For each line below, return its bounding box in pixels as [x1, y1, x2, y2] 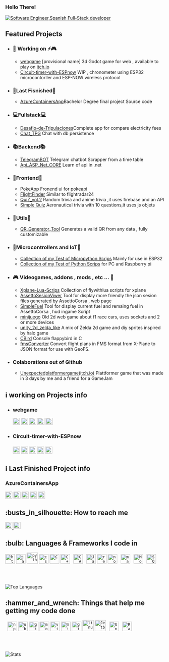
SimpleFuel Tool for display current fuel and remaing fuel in [20, 303, 143, 309]
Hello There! [5, 4, 36, 11]
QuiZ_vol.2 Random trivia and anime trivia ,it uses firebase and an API [20, 197, 164, 203]
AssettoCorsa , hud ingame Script [20, 309, 91, 315]
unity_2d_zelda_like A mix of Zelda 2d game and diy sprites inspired [20, 324, 161, 331]
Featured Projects [5, 29, 63, 38]
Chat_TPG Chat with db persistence [20, 130, 94, 136]
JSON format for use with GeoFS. [20, 346, 90, 352]
